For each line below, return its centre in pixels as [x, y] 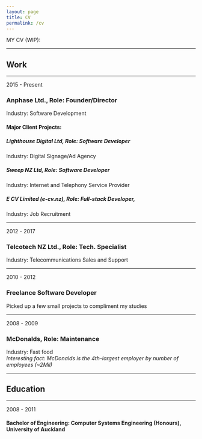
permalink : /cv [25, 23]
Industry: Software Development [46, 113]
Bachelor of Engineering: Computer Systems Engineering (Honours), [94, 423]
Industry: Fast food [30, 352]
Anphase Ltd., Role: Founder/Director [62, 100]
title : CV [19, 17]
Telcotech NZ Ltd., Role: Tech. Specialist [66, 247]
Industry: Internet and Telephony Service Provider [68, 185]
